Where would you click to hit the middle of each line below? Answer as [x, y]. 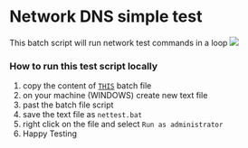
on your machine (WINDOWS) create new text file [115, 96]
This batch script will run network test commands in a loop [119, 42]
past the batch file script [68, 105]
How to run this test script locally [84, 66]
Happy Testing [50, 134]
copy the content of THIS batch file [87, 86]
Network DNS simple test [106, 17]
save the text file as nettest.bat [82, 115]
